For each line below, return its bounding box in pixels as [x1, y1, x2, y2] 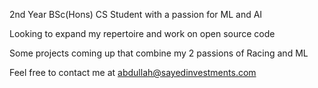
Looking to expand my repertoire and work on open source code [9, 28, 276, 39]
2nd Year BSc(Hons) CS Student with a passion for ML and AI [9, 9, 263, 20]
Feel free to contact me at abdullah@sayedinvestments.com [9, 67, 257, 78]
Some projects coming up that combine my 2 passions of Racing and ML [9, 47, 309, 59]
